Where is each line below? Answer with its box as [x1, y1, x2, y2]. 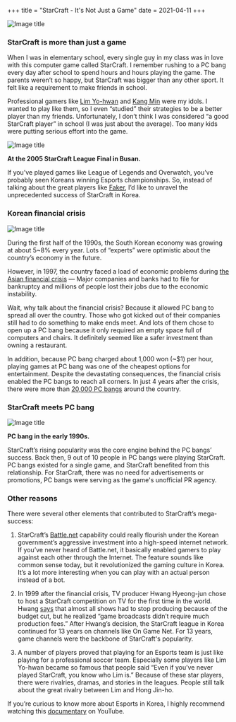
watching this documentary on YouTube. [7, 707, 125, 716]
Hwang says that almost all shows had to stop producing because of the [17, 605, 228, 613]
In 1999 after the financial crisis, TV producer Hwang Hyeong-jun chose [17, 590, 227, 598]
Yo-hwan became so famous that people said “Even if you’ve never [17, 663, 213, 672]
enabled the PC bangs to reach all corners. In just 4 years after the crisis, [7, 377, 220, 385]
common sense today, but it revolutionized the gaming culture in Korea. [17, 561, 225, 569]
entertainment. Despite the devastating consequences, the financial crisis [7, 369, 221, 378]
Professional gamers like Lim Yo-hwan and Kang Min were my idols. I [7, 97, 208, 105]
